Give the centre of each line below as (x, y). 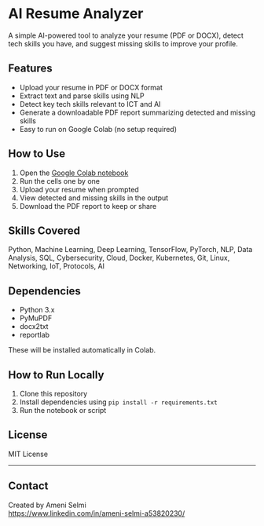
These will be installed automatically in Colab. (82, 350)
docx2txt (34, 327)
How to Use (37, 154)
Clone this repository (53, 394)
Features (30, 69)
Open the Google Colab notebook (74, 173)
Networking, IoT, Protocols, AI (56, 266)
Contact (28, 486)
